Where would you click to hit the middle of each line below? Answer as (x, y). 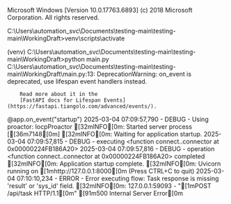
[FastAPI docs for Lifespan (60, 100)
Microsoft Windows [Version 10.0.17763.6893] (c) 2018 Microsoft (100, 10)
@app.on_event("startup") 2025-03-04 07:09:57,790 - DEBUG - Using (108, 119)
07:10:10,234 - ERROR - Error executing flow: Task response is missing (118, 178)
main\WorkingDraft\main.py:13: (51, 74)
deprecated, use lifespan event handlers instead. (77, 81)
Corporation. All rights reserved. (53, 17)
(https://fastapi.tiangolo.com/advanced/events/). (82, 107)
